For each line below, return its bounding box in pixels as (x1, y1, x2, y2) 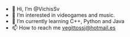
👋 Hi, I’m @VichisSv (11, 6, 60, 12)
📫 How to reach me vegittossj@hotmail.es (11, 24, 116, 31)
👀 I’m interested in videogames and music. (11, 12, 115, 18)
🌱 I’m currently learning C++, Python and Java (11, 18, 125, 24)
